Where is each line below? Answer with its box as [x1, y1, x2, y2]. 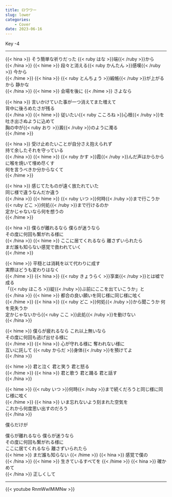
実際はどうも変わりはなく [5, 267, 59, 273]
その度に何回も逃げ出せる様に [5, 334, 68, 341]
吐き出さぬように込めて [5, 118, 55, 125]
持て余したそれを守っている [5, 147, 64, 154]
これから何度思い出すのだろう [5, 405, 68, 411]
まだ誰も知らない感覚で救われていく [5, 244, 81, 250]
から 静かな [5, 81, 29, 88]
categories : [5, 17, 31, 22]
